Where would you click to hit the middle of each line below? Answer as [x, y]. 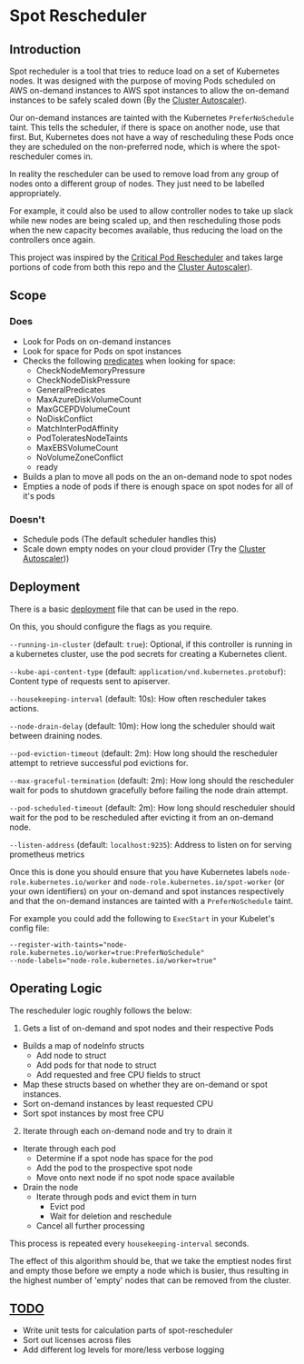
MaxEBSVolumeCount [77, 447]
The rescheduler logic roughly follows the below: [101, 1011]
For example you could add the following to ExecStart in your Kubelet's [142, 918]
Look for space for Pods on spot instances [102, 351]
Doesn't [27, 519]
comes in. [74, 156]
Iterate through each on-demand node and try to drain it [127, 1130]
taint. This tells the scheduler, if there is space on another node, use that [145, 127]
